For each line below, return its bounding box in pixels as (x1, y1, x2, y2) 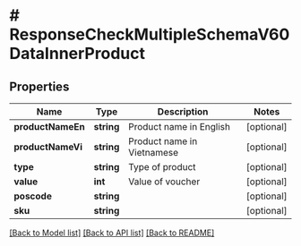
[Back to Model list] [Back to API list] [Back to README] (9, 227, 215, 238)
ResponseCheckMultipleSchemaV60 (9, 24, 290, 45)
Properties (9, 79, 70, 94)
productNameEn (13, 121, 85, 132)
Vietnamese (128, 147, 179, 158)
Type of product (128, 161, 196, 173)
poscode (13, 190, 52, 202)
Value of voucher (128, 175, 201, 188)
